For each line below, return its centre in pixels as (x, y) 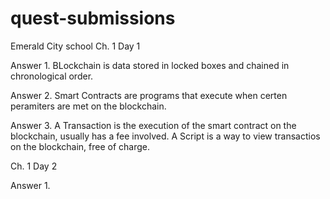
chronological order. (52, 76)
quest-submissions (93, 18)
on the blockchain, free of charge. (80, 146)
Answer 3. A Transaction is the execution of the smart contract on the (153, 125)
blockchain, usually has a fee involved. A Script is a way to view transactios (165, 136)
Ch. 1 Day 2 (34, 166)
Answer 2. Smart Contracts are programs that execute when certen (149, 95)
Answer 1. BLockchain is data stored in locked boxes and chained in (150, 65)
